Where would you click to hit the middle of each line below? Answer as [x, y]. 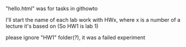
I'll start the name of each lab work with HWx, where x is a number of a [93, 20]
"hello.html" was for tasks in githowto [52, 9]
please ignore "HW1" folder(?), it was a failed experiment [76, 37]
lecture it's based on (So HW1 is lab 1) [52, 26]
